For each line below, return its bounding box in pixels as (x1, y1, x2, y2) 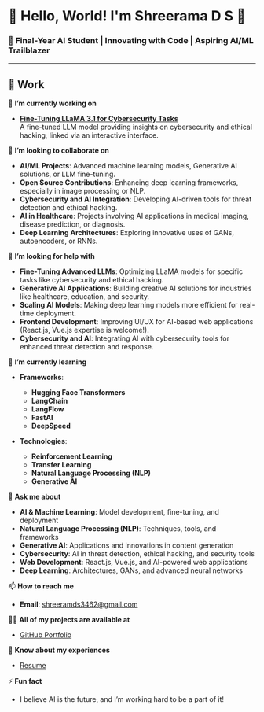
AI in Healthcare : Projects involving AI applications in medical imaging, (19, 212, 249, 221)
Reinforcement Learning (31, 452, 112, 461)
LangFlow (31, 404, 64, 414)
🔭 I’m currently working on (8, 98, 97, 109)
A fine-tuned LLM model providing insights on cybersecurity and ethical (19, 122, 253, 132)
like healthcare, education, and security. (19, 292, 150, 301)
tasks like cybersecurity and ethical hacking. (19, 275, 164, 285)
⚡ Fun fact (8, 677, 42, 686)
